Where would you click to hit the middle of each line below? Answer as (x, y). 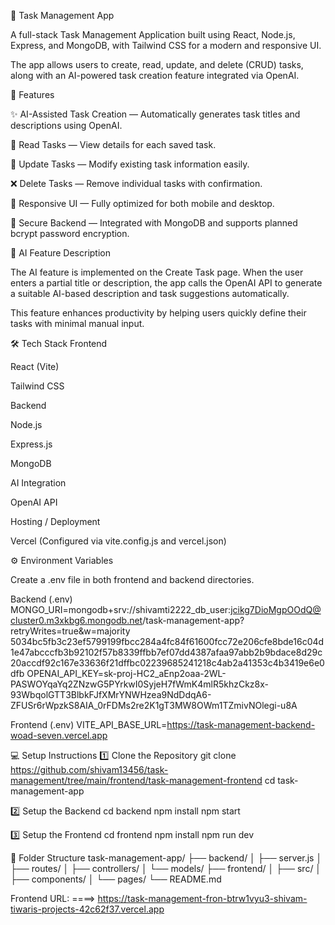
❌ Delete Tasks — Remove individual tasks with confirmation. (136, 183)
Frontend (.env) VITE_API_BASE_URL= (89, 724)
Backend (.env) (41, 599)
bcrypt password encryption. (70, 233)
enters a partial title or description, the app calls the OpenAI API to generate (166, 283)
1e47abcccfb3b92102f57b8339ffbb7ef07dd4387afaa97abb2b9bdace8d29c (166, 652)
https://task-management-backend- (241, 724)
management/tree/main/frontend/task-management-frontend (136, 780)
